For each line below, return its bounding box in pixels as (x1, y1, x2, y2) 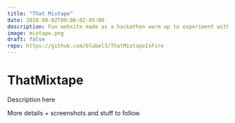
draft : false (7, 36, 45, 43)
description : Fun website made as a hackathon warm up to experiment (7, 23, 215, 30)
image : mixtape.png (7, 29, 64, 37)
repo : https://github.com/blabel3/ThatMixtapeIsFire (7, 42, 164, 49)
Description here (7, 95, 56, 104)
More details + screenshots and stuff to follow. (7, 108, 141, 117)
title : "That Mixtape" (7, 10, 73, 17)
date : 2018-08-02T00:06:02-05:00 (7, 17, 105, 24)
